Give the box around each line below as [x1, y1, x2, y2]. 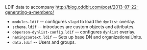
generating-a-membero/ [5, 9, 54, 15]
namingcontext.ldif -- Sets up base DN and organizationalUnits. [12, 34, 143, 40]
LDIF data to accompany [5, 4, 55, 10]
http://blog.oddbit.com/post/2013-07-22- [55, 4, 139, 10]
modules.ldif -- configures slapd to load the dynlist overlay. [12, 19, 136, 24]
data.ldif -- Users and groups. [12, 39, 76, 45]
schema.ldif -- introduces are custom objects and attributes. [12, 24, 135, 30]
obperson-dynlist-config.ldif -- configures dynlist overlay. [12, 29, 136, 34]
